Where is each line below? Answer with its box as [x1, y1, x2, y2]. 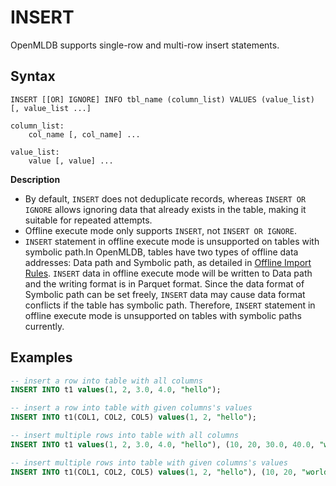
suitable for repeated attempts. [24, 214, 153, 226]
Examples [10, 349, 73, 366]
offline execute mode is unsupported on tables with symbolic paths [24, 309, 302, 321]
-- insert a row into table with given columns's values [10, 403, 253, 413]
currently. [24, 320, 65, 332]
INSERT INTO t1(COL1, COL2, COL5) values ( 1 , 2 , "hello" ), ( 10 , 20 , [10, 467, 298, 477]
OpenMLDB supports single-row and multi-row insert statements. [10, 39, 280, 51]
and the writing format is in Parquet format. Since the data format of [24, 277, 305, 290]
